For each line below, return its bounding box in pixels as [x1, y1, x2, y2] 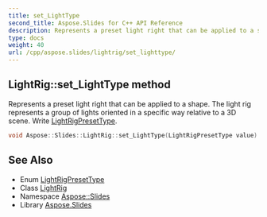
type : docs [8, 33, 44, 42]
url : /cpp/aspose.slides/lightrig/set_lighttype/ [8, 48, 176, 56]
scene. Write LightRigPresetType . [8, 116, 118, 126]
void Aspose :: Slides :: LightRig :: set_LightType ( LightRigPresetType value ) [8, 131, 258, 139]
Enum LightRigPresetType [19, 174, 105, 184]
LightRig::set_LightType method [8, 78, 171, 91]
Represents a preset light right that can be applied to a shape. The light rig [8, 99, 252, 108]
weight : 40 [8, 41, 44, 49]
